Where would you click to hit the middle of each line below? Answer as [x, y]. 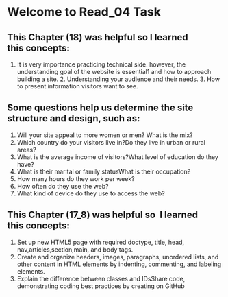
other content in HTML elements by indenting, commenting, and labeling [119, 264]
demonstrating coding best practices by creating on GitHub [101, 286]
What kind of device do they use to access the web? [91, 193]
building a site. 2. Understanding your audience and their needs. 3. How [118, 79]
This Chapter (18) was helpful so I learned [98, 37]
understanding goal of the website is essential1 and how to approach [114, 72]
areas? [26, 150]
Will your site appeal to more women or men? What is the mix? [105, 135]
